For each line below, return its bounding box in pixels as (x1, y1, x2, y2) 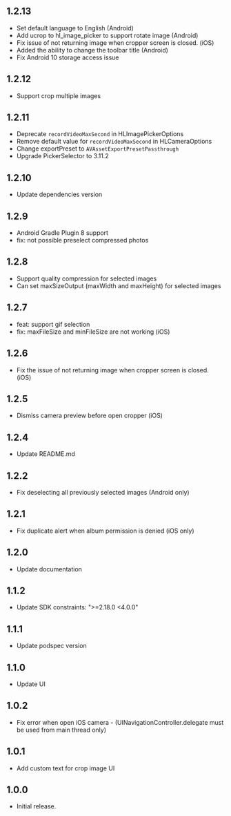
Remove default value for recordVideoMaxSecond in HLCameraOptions (16, 137, 212, 146)
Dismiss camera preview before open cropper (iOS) (16, 411, 163, 420)
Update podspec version (16, 642, 87, 650)
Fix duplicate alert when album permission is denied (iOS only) (16, 526, 194, 535)
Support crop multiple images (16, 91, 101, 99)
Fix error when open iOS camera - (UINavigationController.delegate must (16, 718, 224, 726)
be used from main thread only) (16, 725, 107, 734)
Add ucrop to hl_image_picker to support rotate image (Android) (16, 31, 199, 39)
